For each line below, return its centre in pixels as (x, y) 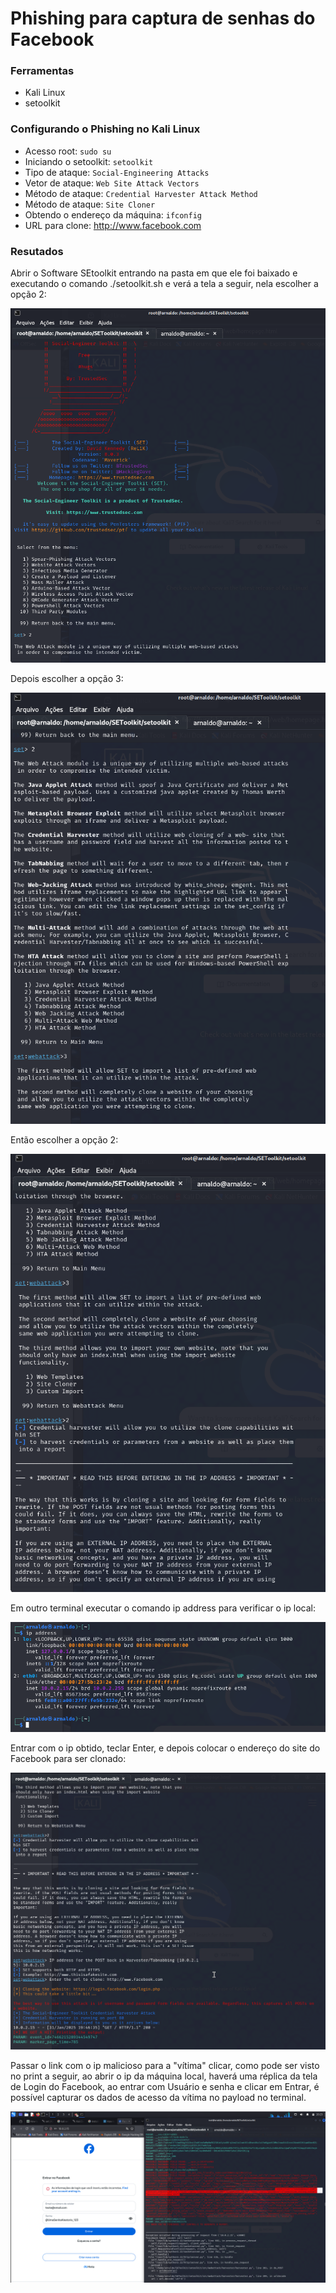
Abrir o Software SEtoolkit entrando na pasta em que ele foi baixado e (154, 273)
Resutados (37, 251)
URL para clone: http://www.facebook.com (113, 225)
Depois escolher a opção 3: (67, 678)
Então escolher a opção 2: (64, 1139)
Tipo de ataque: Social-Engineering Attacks (117, 172)
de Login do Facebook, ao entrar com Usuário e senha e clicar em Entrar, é (165, 2087)
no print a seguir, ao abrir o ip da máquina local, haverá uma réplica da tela (164, 2076)
